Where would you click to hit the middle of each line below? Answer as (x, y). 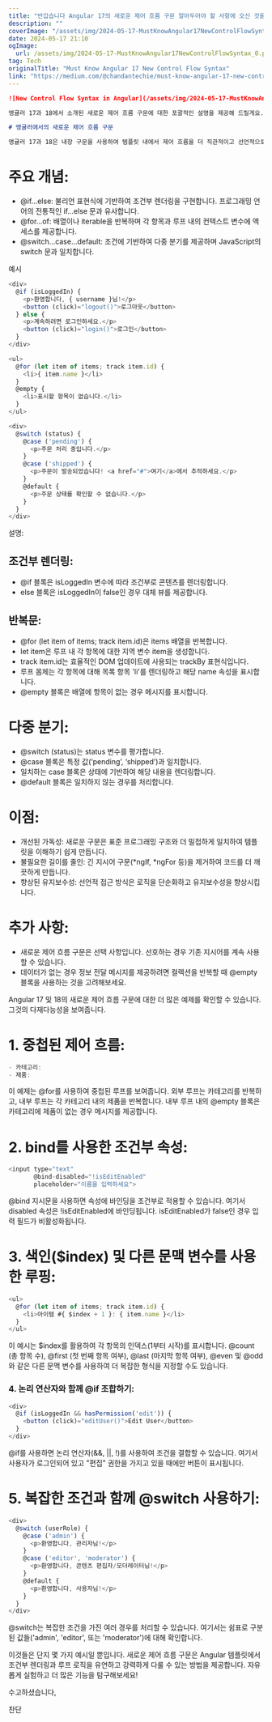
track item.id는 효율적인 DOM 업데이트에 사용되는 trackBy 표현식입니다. (134, 661)
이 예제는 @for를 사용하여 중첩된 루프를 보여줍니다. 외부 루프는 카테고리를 (124, 1091)
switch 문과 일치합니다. (57, 252)
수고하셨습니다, (32, 1692)
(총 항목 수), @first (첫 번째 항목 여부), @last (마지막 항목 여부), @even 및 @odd (136, 1356)
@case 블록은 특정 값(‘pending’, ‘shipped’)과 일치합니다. (111, 761)
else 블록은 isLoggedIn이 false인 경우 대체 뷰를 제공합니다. (114, 593)
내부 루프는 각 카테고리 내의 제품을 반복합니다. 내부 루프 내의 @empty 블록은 (140, 1101)
